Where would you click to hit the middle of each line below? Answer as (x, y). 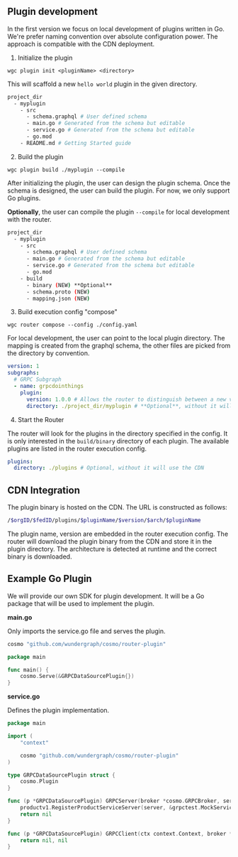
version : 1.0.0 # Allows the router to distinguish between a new (126, 399)
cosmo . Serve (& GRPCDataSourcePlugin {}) (77, 677)
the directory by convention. (49, 353)
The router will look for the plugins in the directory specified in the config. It (118, 433)
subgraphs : (23, 373)
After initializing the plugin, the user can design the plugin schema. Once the (119, 183)
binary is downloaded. (40, 556)
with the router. (29, 219)
